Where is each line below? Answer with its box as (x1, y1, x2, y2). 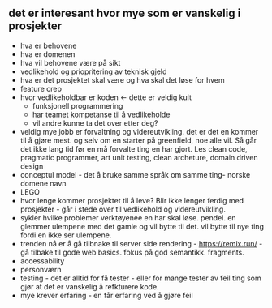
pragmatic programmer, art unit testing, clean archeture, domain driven (19, 152, 258, 162)
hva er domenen (19, 49, 76, 59)
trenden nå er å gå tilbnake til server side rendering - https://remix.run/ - (19, 238, 263, 248)
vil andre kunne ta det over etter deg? (32, 118, 158, 128)
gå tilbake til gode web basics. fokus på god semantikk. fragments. (19, 247, 245, 257)
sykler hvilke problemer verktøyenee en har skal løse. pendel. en (19, 212, 237, 222)
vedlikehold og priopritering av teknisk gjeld (19, 66, 167, 76)
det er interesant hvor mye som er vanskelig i (8, 6, 241, 20)
